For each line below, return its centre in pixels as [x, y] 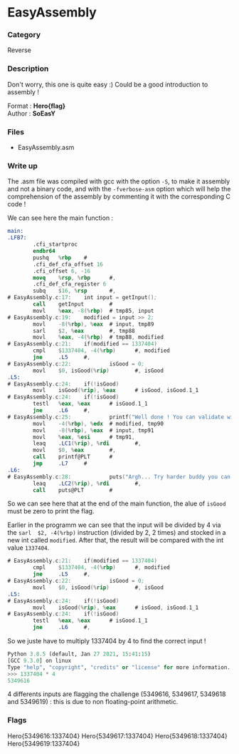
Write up [22, 166]
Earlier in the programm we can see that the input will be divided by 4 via [114, 525]
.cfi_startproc [55, 245]
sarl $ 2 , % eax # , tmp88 [84, 331]
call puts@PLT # [73, 490]
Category [24, 35]
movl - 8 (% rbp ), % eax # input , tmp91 [94, 430]
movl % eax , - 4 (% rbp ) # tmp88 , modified [98, 337]
